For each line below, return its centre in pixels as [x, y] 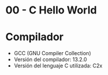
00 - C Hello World [51, 10]
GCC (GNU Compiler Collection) [53, 53]
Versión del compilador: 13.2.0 [50, 60]
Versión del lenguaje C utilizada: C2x [58, 66]
